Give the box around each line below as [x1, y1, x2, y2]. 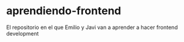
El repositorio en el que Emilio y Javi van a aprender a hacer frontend [6, 24, 178, 31]
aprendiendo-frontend [6, 4, 122, 18]
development [6, 30, 39, 37]
